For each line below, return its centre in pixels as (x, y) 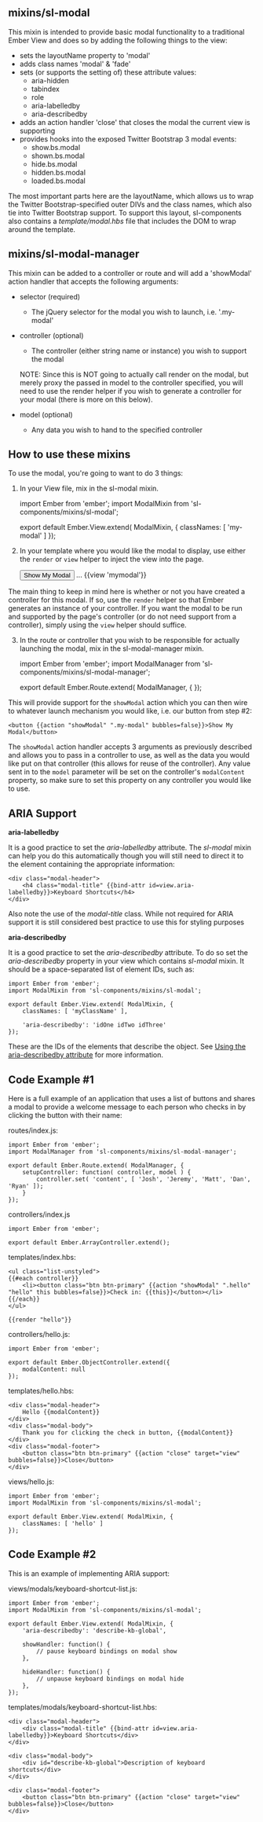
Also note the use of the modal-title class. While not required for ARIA (121, 914)
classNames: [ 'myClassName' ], (75, 1012)
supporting (37, 130)
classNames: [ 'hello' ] (63, 1524)
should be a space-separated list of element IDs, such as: (101, 969)
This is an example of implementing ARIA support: (89, 1573)
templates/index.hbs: (42, 1258)
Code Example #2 (52, 1554)
